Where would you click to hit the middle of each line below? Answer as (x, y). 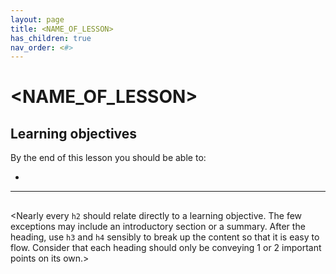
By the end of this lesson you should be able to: (108, 158)
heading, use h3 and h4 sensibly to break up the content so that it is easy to (165, 237)
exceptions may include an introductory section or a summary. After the (158, 226)
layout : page (37, 19)
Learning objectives (74, 133)
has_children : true (51, 38)
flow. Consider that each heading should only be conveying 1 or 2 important (166, 247)
